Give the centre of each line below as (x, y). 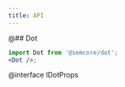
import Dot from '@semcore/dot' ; (63, 52)
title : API (26, 15)
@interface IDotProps (44, 75)
